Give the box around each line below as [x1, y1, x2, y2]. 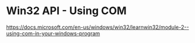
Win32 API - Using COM [6, 4, 127, 18]
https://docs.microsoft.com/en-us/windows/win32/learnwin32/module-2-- [6, 24, 189, 31]
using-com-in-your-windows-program [6, 29, 100, 37]
